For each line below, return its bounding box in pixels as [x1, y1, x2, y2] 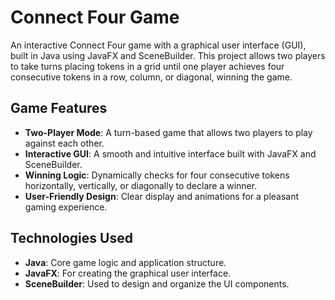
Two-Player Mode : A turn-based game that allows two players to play [24, 126, 313, 138]
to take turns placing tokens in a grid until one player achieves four [10, 60, 285, 72]
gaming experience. [24, 201, 108, 213]
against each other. [24, 137, 105, 149]
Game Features [10, 100, 108, 117]
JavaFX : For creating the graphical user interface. [24, 267, 232, 279]
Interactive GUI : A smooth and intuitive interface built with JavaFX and [24, 147, 317, 160]
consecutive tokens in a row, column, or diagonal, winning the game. [10, 71, 293, 83]
